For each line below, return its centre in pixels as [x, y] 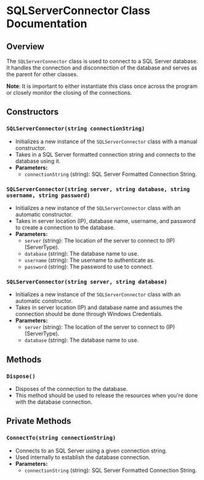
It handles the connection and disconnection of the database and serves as [102, 68]
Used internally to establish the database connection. [83, 457]
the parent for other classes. [42, 74]
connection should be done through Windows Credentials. [89, 314]
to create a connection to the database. [65, 227]
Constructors [33, 112]
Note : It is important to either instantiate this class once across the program [102, 86]
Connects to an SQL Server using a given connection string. [91, 450]
